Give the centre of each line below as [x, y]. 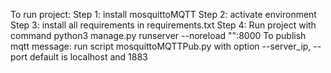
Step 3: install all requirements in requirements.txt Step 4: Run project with [163, 25]
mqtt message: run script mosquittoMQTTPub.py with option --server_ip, [161, 46]
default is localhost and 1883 [88, 57]
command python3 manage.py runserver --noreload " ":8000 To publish [158, 35]
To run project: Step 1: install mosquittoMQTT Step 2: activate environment [163, 14]
